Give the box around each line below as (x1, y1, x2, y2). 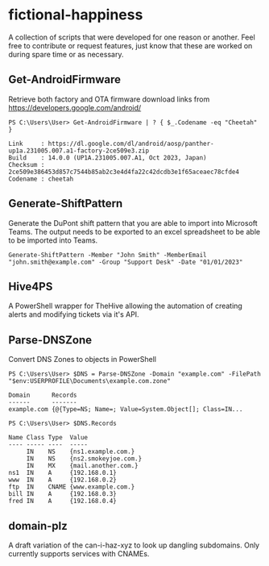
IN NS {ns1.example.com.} (26, 447, 135, 456)
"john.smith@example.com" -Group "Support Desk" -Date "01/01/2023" (8, 258, 243, 266)
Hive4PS (8, 280, 53, 293)
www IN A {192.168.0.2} (8, 476, 117, 485)
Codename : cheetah (8, 175, 74, 183)
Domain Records (8, 391, 78, 400)
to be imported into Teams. (8, 235, 98, 245)
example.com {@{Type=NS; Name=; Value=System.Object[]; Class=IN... (8, 406, 243, 414)
